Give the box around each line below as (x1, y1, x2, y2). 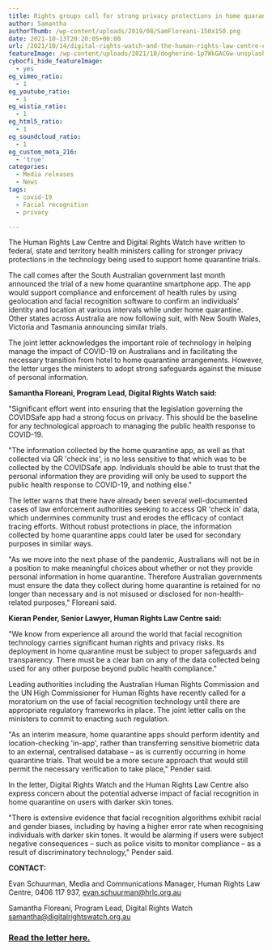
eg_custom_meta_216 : (8, 148, 79, 156)
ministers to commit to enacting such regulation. (8, 714, 170, 723)
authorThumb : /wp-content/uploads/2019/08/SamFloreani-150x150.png (8, 27, 241, 35)
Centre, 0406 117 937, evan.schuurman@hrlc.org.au (8, 887, 182, 897)
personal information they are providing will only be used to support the (8, 472, 248, 481)
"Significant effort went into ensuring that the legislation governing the (8, 404, 244, 414)
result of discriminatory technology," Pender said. (8, 848, 174, 857)
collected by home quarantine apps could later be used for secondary (8, 530, 241, 540)
